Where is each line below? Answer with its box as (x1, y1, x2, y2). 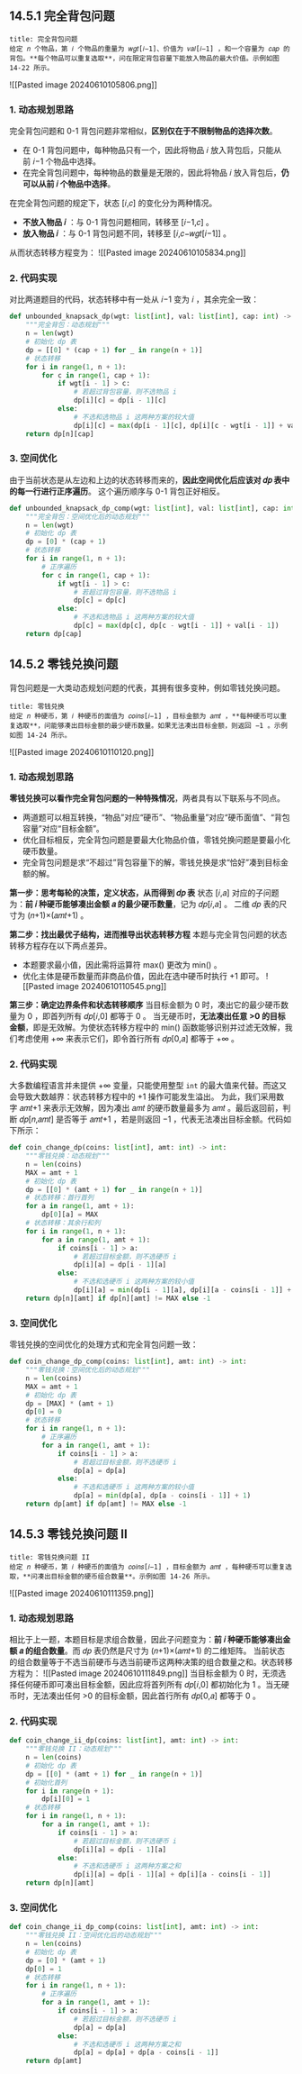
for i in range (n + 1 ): (25, 1787, 115, 1796)
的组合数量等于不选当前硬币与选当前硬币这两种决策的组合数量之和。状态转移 (9, 1657, 293, 1668)
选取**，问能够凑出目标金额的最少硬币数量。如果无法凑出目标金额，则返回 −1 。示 (15, 721, 281, 730)
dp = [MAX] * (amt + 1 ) (25, 1399, 115, 1408)
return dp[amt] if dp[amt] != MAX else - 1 (25, 1499, 187, 1509)
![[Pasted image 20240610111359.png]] (9, 1587, 155, 1598)
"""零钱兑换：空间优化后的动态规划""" (25, 1366, 150, 1375)
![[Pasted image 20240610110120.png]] (9, 746, 155, 757)
